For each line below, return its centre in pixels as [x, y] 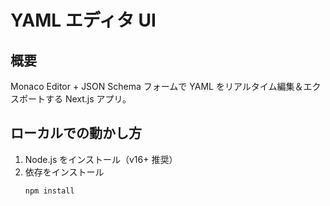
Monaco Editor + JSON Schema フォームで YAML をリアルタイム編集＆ [157, 86]
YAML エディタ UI [83, 20]
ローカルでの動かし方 [76, 133]
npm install [49, 191]
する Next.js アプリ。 [88, 99]
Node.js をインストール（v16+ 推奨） [101, 159]
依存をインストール [64, 172]
